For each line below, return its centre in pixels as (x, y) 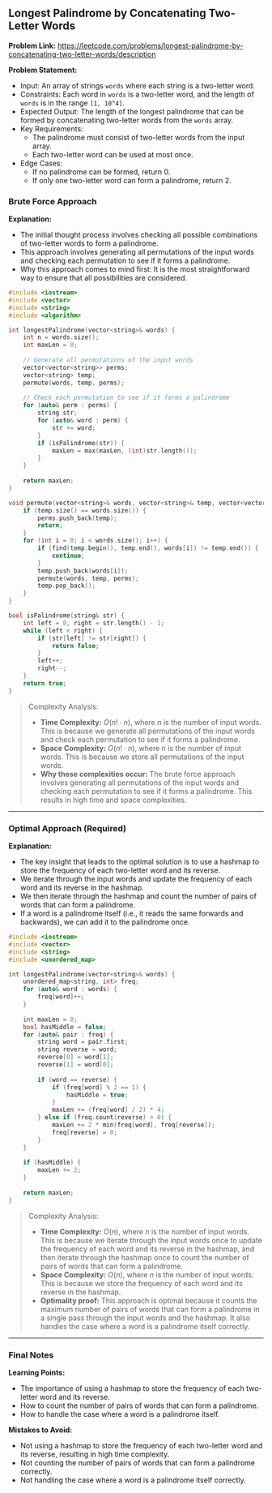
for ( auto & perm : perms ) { (70, 405)
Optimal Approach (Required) (68, 828)
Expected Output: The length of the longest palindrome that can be (132, 111)
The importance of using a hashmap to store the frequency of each (132, 1388)
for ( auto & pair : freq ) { (68, 1034)
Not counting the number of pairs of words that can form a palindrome (137, 1462)
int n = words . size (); (61, 337)
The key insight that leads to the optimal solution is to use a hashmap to (140, 862)
